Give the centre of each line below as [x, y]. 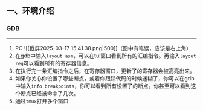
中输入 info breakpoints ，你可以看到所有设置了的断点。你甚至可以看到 [103, 86]
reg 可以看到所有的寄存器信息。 [53, 63]
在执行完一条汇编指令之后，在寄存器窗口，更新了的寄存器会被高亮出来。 [105, 71]
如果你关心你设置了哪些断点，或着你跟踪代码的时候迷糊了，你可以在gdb [105, 78]
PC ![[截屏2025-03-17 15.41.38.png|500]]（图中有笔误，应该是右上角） [103, 48]
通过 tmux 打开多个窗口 [42, 101]
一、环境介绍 [30, 11]
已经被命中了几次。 [55, 93]
